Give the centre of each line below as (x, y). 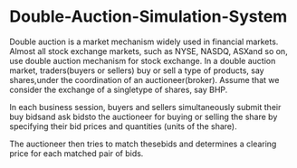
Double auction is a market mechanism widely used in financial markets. (144, 42)
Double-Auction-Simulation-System (148, 17)
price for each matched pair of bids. (77, 153)
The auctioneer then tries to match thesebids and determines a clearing (143, 144)
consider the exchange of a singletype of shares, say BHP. (119, 89)
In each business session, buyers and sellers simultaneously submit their (145, 107)
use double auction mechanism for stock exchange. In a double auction (143, 61)
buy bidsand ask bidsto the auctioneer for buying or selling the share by (144, 117)
